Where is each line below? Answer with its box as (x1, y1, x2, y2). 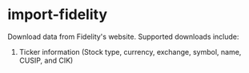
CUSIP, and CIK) (18, 56, 74, 65)
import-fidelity (7, 6, 107, 24)
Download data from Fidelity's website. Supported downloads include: (7, 32, 239, 41)
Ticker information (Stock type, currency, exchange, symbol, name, (18, 47, 242, 56)
